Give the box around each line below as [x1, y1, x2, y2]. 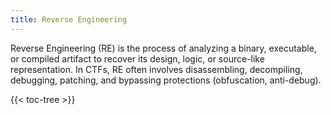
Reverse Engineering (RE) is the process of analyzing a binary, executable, [10, 42, 317, 54]
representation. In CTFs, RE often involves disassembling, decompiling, [10, 63, 303, 75]
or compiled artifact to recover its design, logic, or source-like [10, 52, 265, 65]
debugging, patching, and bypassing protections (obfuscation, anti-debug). [10, 74, 322, 86]
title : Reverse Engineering [10, 14, 128, 25]
